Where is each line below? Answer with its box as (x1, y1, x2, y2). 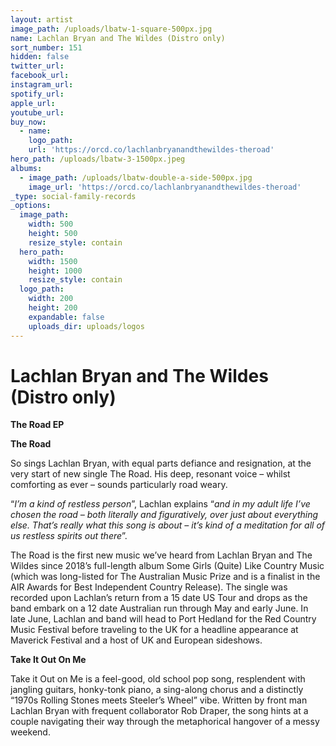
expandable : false (28, 312, 105, 322)
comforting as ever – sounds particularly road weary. (10, 479, 228, 491)
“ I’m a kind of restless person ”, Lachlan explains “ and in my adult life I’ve (10, 498, 311, 510)
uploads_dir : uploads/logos (28, 321, 145, 331)
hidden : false (10, 52, 70, 62)
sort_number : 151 (10, 42, 83, 53)
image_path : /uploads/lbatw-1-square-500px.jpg (10, 24, 213, 34)
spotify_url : (10, 89, 65, 99)
